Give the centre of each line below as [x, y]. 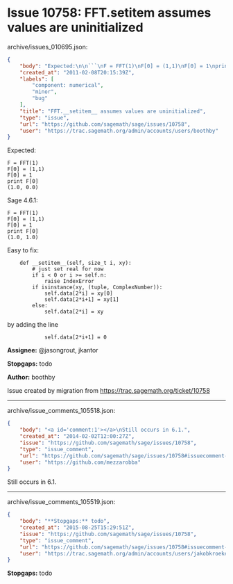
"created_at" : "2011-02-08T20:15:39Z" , [77, 72]
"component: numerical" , [68, 86]
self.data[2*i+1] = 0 [76, 338]
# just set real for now [68, 269]
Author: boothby [31, 378]
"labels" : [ [37, 79]
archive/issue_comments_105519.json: [61, 502]
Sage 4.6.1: [23, 200]
